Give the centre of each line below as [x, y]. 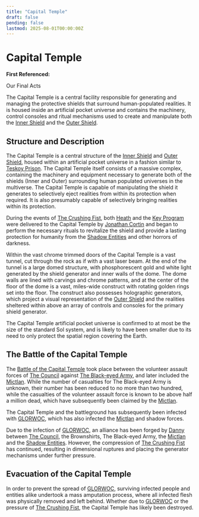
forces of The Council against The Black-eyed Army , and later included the [97, 375]
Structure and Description [55, 141]
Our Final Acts [23, 86]
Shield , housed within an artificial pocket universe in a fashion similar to [94, 162]
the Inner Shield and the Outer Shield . [52, 123]
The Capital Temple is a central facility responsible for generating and [91, 97]
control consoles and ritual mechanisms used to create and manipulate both [99, 116]
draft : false [22, 17]
